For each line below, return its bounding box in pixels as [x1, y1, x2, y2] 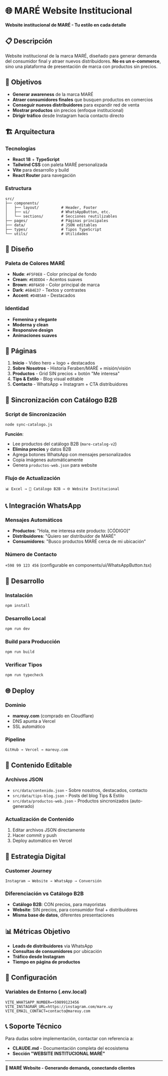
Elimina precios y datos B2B [12, 446, 71, 452]
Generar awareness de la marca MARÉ [12, 91, 93, 97]
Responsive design [12, 327, 53, 333]
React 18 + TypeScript [12, 157, 60, 163]
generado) [12, 803, 34, 809]
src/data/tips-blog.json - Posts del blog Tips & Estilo [12, 792, 124, 798]
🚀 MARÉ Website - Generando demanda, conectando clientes [5, 1064, 135, 1070]
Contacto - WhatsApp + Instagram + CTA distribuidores [12, 381, 128, 387]
